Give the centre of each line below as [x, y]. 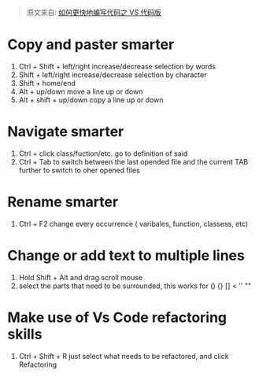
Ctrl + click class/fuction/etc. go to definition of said [103, 153]
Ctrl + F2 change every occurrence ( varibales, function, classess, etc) [133, 224]
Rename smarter [63, 202]
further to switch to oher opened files [80, 170]
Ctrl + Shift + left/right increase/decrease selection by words [117, 66]
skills [25, 334]
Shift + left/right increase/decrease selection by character [113, 75]
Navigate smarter [66, 132]
